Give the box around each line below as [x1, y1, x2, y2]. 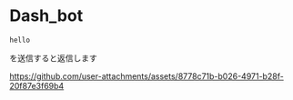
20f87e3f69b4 [9, 80, 65, 91]
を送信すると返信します [9, 52, 97, 64]
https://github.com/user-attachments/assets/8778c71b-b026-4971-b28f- [9, 70, 284, 82]
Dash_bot [9, 5, 84, 26]
